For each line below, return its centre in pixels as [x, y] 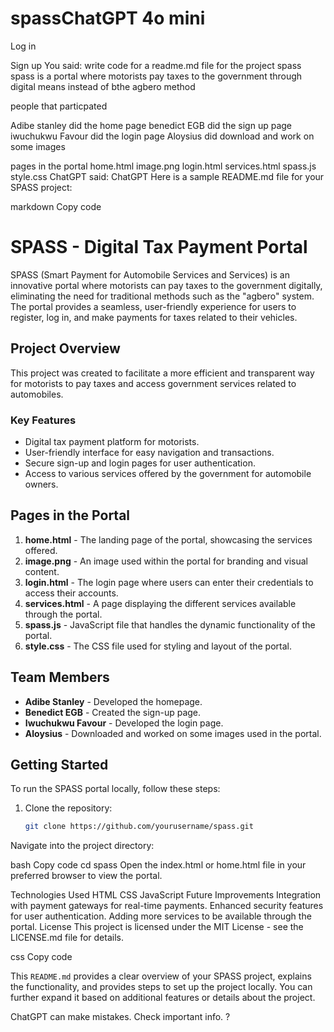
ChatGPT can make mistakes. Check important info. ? [120, 1017]
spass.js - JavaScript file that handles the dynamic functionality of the [170, 624]
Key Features [43, 420]
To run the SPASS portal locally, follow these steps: [115, 789]
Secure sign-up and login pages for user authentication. [140, 463]
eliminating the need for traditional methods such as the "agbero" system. [162, 296]
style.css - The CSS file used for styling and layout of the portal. [158, 646]
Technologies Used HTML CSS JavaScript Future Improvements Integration [166, 895]
